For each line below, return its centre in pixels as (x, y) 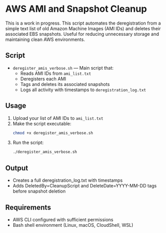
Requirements (28, 207)
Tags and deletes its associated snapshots (65, 84)
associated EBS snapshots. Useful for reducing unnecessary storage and (82, 34)
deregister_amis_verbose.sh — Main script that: (63, 68)
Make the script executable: (42, 123)
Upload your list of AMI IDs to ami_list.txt (58, 118)
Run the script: (28, 143)
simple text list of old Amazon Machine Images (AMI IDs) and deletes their (83, 28)
